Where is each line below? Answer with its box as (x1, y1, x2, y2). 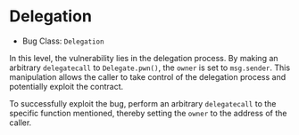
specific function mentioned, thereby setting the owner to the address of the (9, 107, 287, 118)
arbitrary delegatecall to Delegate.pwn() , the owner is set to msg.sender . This (9, 62, 291, 73)
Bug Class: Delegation (21, 36, 104, 46)
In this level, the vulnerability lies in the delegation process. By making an (9, 52, 278, 63)
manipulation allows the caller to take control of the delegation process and (9, 71, 287, 82)
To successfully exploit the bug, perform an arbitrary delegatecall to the (9, 98, 277, 108)
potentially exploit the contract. (9, 81, 124, 91)
